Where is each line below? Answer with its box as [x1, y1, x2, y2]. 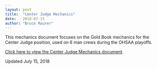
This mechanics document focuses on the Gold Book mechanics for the [5, 34, 150, 40]
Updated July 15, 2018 [5, 58, 50, 64]
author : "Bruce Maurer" [5, 21, 54, 26]
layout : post [5, 7, 32, 12]
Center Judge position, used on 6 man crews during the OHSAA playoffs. [5, 40, 153, 46]
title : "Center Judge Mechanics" [5, 12, 76, 17]
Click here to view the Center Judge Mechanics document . [5, 49, 124, 55]
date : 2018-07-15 [5, 16, 45, 21]
